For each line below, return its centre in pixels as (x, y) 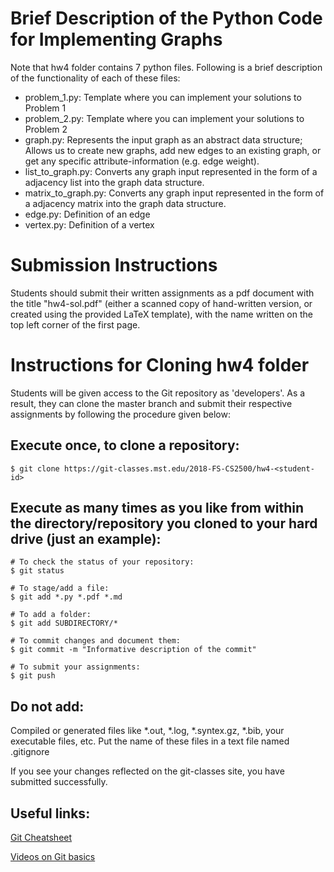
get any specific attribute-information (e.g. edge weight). (142, 161)
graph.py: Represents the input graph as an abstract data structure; (163, 139)
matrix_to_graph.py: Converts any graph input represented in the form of (174, 193)
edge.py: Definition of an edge (87, 214)
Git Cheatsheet (41, 838)
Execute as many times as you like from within (157, 508)
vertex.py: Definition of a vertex (89, 224)
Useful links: (50, 813)
